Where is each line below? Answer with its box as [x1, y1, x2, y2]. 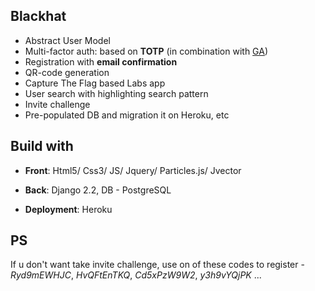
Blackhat [10, 8, 67, 25]
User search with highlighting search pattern [24, 87, 209, 99]
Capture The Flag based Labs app [24, 77, 166, 89]
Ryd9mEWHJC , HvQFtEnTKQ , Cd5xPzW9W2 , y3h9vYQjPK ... [10, 269, 262, 281]
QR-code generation [24, 66, 110, 78]
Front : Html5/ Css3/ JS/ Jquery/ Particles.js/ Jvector [24, 164, 242, 176]
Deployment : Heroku [24, 203, 113, 215]
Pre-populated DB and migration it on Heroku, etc [24, 109, 230, 121]
